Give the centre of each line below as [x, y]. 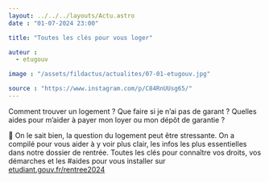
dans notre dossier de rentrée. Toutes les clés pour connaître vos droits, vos [135, 152]
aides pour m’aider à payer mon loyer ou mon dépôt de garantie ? [117, 119]
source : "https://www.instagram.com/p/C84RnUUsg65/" [101, 89]
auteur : [23, 52]
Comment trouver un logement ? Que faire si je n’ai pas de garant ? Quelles [132, 111]
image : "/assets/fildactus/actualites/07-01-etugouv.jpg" [110, 74]
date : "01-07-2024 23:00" [54, 23]
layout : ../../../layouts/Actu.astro [72, 16]
